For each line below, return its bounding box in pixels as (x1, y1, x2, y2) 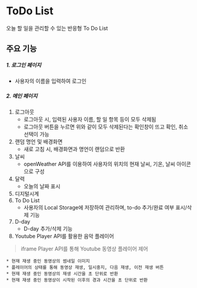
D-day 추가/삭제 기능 (23, 225, 73, 233)
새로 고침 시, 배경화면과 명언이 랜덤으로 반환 (23, 146, 125, 153)
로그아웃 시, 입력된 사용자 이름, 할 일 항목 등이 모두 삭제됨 (23, 116, 157, 123)
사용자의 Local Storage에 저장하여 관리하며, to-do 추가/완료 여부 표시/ (23, 204, 188, 211)
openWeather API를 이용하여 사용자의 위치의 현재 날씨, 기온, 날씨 (23, 161, 176, 168)
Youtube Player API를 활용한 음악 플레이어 (14, 233, 115, 240)
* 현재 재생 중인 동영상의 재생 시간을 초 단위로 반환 (6, 271, 119, 277)
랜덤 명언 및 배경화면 (14, 138, 63, 145)
